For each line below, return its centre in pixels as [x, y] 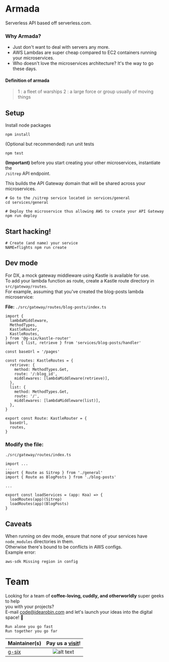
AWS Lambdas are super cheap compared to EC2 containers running [85, 53]
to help [13, 601]
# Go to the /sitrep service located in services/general [68, 198]
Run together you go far [31, 631]
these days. [25, 69]
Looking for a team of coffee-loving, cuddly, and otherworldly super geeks [85, 595]
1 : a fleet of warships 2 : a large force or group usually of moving [86, 91]
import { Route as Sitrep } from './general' [54, 473]
